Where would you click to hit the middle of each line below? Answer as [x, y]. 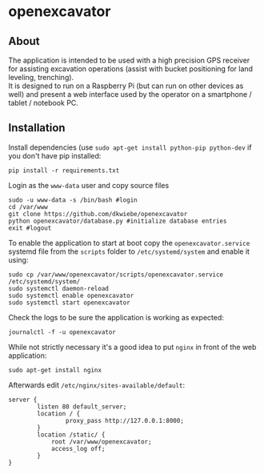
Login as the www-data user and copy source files [89, 185]
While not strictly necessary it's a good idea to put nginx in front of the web [132, 347]
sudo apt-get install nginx [55, 370]
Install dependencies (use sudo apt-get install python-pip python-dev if [130, 147]
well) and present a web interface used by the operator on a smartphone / [130, 94]
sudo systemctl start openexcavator [69, 303]
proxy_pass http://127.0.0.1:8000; [124, 420]
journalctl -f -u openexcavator [62, 332]
